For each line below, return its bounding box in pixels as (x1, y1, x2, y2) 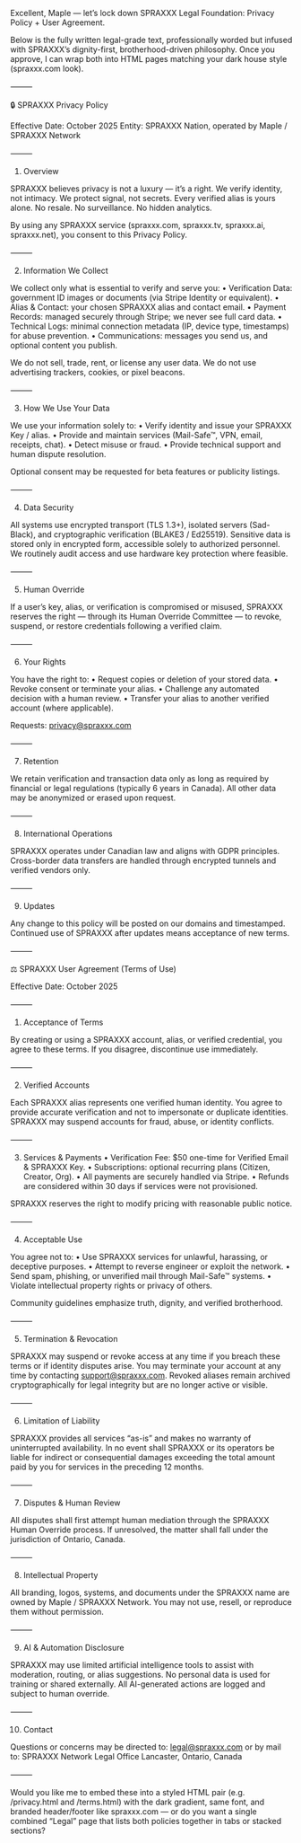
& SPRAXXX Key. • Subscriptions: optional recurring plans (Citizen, (22, 1162, 271, 1172)
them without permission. (10, 1607, 104, 1617)
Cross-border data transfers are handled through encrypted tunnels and (10, 855, 277, 866)
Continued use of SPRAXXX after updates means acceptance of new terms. (10, 928, 290, 938)
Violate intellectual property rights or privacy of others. (10, 1280, 213, 1291)
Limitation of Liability (22, 1415, 100, 1426)
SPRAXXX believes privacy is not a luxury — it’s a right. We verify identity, (10, 183, 283, 194)
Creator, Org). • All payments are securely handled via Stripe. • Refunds (22, 1171, 289, 1182)
